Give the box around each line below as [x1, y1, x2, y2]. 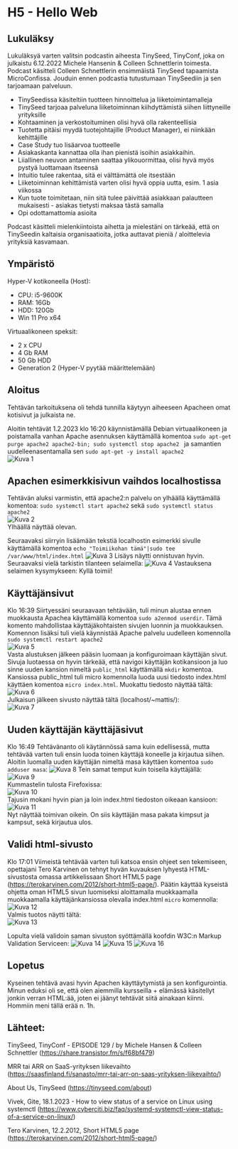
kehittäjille [17, 133, 48, 141]
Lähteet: [7, 1022, 45, 1034]
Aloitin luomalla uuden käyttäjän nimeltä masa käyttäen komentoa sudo [7, 757, 214, 766]
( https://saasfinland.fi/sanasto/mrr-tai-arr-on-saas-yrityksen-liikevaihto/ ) [7, 1069, 222, 1078]
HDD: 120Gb [17, 306, 55, 314]
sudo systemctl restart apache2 [7, 637, 103, 644]
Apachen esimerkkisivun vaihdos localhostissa [7, 475, 222, 487]
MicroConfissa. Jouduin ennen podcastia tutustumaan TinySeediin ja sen [7, 74, 222, 82]
